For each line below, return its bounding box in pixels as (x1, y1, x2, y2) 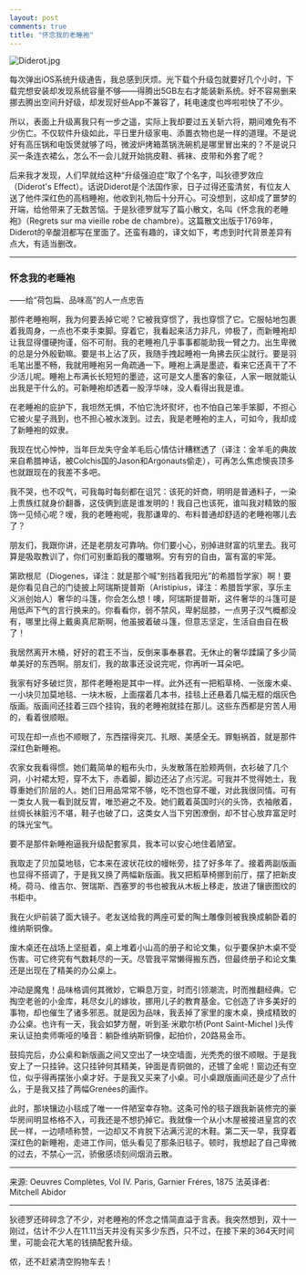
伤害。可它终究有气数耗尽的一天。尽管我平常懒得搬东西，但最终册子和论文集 (9, 953, 297, 964)
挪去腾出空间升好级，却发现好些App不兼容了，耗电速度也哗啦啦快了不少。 (9, 97, 289, 108)
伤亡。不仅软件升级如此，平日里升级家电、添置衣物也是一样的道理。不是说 (16, 128, 297, 139)
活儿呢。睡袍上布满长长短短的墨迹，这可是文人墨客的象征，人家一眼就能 (16, 370, 289, 381)
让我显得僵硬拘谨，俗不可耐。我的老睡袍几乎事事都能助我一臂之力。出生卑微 (9, 337, 297, 347)
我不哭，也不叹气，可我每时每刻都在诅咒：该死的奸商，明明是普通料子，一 (9, 485, 289, 497)
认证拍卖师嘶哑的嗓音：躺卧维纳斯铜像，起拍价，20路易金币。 (16, 1030, 251, 1041)
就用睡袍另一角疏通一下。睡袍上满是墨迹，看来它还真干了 (72, 359, 289, 370)
